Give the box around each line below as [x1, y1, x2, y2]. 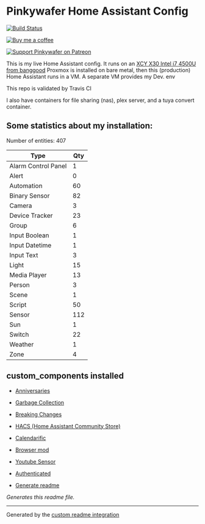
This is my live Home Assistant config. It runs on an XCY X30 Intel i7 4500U [6, 60, 196, 67]
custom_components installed [6, 371, 124, 381]
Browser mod [15, 446, 49, 453]
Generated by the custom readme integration [6, 511, 120, 518]
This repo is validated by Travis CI [6, 84, 92, 92]
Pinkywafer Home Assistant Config [6, 4, 189, 18]
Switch [9, 330, 29, 339]
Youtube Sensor [15, 458, 56, 465]
